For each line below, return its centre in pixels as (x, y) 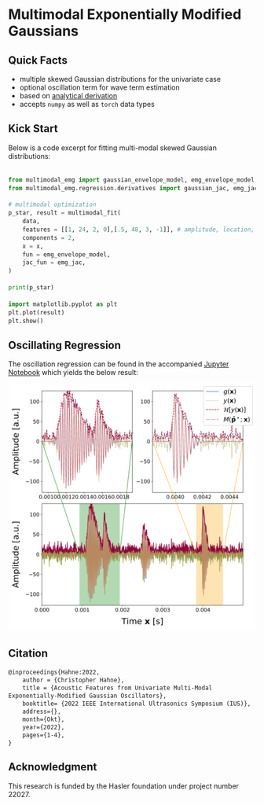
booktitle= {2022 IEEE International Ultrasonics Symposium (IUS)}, (137, 704)
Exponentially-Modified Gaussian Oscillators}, (88, 696)
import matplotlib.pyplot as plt (63, 304)
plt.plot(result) (37, 312)
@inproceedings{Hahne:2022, (54, 673)
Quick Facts (38, 60)
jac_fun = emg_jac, (54, 263)
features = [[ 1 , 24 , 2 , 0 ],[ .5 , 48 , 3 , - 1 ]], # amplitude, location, (139, 230)
